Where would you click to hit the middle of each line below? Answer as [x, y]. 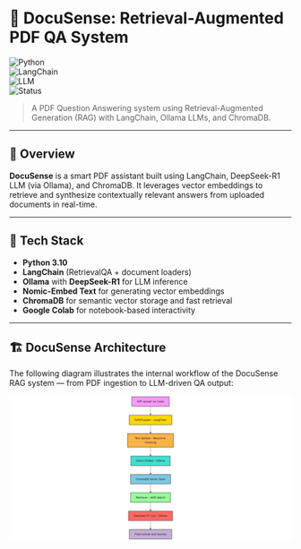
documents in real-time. [53, 204]
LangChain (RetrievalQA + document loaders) [107, 271]
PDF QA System [69, 37]
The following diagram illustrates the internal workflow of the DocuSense [144, 373]
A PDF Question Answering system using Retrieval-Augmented [147, 107]
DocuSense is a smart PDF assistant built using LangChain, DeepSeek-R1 [145, 176]
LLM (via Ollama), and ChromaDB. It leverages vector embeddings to [136, 185]
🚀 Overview [42, 154]
